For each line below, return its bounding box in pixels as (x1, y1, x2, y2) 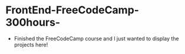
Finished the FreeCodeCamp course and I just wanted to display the (14, 35, 179, 42)
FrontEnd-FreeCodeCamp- (5, 3, 140, 17)
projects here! (14, 41, 48, 48)
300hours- (5, 16, 61, 29)
